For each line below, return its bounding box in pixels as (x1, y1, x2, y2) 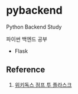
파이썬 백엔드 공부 (6, 35, 47, 42)
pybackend (6, 4, 63, 17)
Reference (6, 65, 45, 75)
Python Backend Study (6, 23, 62, 30)
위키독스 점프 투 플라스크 (14, 81, 72, 88)
